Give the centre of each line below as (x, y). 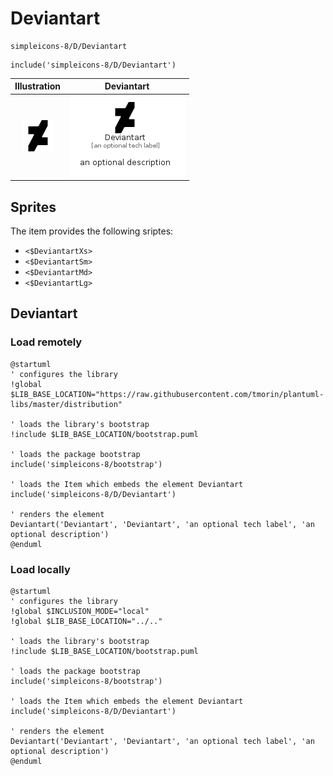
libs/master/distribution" (66, 404)
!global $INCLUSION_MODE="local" (80, 611)
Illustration (38, 86)
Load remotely (46, 342)
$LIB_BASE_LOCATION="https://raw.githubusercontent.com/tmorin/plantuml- (167, 394)
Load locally (40, 569)
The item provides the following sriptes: (92, 231)
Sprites (33, 207)
